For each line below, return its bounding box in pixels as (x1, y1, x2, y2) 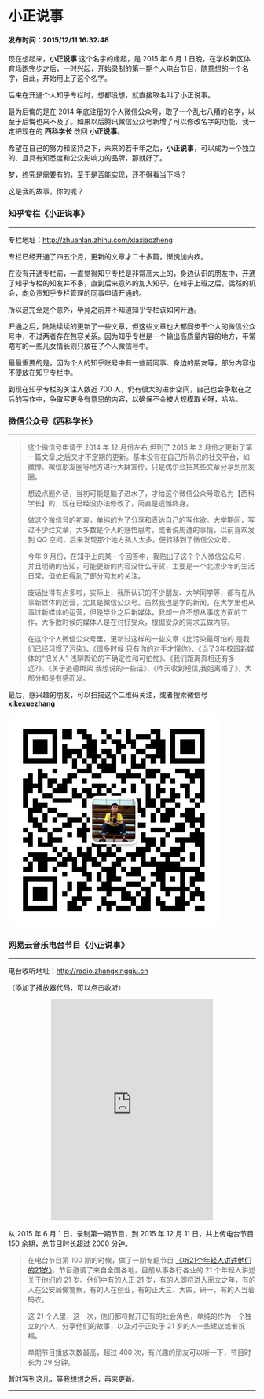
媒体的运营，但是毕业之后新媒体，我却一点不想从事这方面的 (48, 607, 241, 617)
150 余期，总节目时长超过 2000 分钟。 (8, 1239, 132, 1248)
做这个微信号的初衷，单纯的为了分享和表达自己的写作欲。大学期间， (27, 515, 248, 524)
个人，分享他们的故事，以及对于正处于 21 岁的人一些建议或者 (41, 1321, 238, 1331)
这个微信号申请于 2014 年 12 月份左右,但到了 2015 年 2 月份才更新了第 (27, 442, 253, 452)
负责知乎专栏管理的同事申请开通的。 (28, 288, 146, 297)
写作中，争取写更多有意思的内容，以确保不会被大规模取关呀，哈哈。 (21, 394, 242, 403)
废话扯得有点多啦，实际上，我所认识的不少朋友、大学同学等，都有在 (27, 587, 248, 597)
